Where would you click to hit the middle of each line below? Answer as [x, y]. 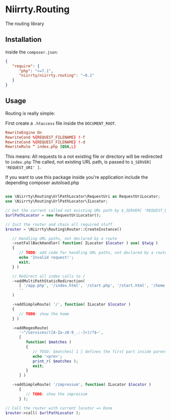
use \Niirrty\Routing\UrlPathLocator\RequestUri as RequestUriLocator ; [83, 197]
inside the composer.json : [32, 52]
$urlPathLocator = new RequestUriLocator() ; [53, 215]
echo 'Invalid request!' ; [46, 258]
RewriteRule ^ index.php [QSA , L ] [41, 147]
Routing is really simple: [30, 113]
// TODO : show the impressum [56, 394]
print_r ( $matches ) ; [55, 361]
